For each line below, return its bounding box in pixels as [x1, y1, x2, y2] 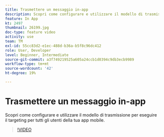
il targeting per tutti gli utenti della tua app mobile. [5, 117, 105, 123]
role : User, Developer [5, 48, 51, 53]
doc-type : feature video [5, 30, 56, 35]
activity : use [5, 35, 34, 39]
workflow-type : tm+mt [5, 61, 49, 66]
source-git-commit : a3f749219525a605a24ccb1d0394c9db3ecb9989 [5, 57, 134, 62]
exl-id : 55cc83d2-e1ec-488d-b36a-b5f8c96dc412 [5, 43, 102, 48]
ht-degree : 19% [5, 71, 36, 76]
